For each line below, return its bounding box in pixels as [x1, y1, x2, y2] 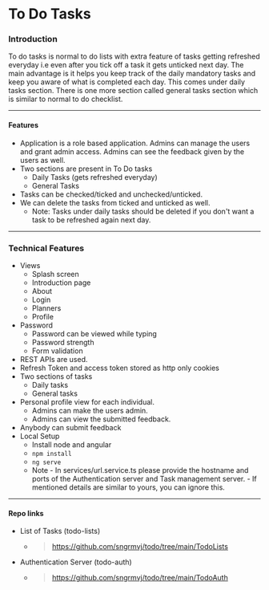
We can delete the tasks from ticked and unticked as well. [19, 197, 211, 207]
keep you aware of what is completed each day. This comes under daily [8, 77, 246, 87]
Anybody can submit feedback [19, 422, 122, 432]
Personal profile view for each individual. [19, 397, 155, 406]
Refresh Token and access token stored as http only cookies [19, 363, 220, 372]
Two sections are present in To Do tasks [19, 164, 153, 173]
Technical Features [8, 242, 85, 254]
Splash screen [31, 269, 80, 279]
